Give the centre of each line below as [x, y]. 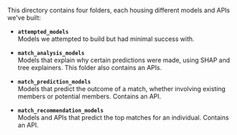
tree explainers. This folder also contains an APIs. [89, 67]
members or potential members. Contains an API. [89, 96]
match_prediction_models [54, 82]
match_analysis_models [51, 53]
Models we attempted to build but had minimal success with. [106, 39]
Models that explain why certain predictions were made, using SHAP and [124, 60]
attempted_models [43, 32]
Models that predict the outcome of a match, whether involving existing [121, 89]
